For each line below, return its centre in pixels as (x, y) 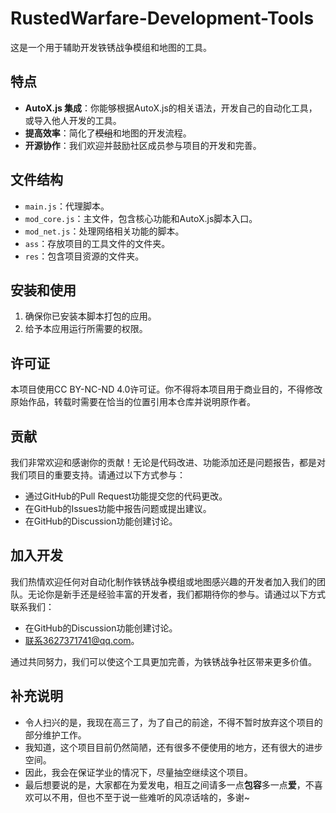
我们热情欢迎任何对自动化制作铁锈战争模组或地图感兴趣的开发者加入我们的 (163, 581)
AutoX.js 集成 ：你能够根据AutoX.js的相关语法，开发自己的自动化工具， (171, 108)
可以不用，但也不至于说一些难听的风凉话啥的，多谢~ (142, 797)
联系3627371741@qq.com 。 (82, 640)
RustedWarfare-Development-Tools (162, 18)
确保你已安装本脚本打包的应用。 (90, 316)
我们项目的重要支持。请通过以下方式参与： (98, 475)
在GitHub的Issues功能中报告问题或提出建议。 (118, 508)
